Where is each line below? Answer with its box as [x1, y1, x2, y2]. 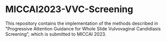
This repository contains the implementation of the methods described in [5, 20, 158, 26]
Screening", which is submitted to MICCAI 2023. [5, 31, 106, 37]
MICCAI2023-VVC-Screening [5, 4, 133, 15]
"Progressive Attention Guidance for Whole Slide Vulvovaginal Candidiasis [5, 25, 161, 31]
